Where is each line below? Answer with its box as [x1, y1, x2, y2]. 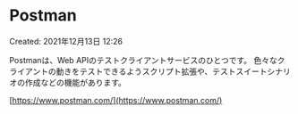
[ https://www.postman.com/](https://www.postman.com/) [9, 94, 223, 105]
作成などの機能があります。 [24, 77, 127, 87]
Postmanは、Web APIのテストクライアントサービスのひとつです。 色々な [9, 54, 277, 65]
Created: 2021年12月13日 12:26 [9, 36, 123, 46]
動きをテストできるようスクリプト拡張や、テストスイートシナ [55, 66, 284, 77]
